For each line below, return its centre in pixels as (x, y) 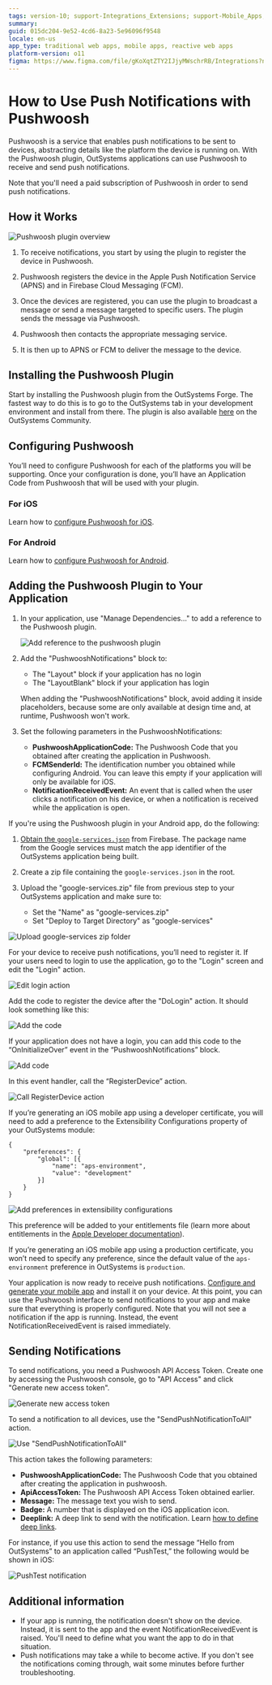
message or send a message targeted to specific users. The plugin (132, 309)
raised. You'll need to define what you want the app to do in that (127, 1638)
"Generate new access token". (59, 1388)
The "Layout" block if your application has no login (117, 674)
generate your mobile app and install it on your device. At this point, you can (136, 1291)
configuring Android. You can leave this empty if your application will (147, 773)
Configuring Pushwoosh (71, 446)
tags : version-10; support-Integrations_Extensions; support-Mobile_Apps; (137, 16)
